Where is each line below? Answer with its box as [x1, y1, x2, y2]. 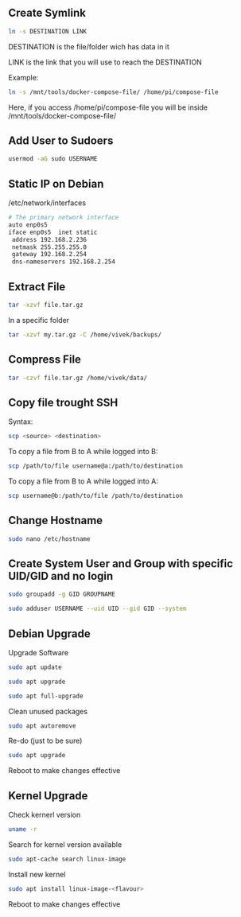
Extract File [8, 280, 66, 293]
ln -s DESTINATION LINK [8, 27, 87, 35]
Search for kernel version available [8, 840, 122, 849]
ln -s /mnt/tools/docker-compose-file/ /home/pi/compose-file [8, 87, 219, 96]
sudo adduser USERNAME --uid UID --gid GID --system [8, 604, 187, 613]
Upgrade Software [8, 647, 69, 657]
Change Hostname [8, 514, 103, 527]
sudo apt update [8, 663, 62, 671]
